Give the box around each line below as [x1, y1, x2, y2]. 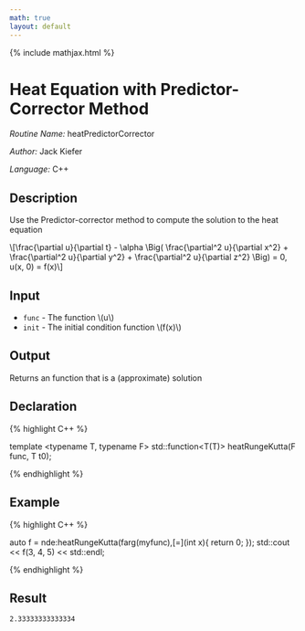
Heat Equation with [9, 79, 157, 100]
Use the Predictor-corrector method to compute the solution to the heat [9, 215, 279, 226]
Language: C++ [9, 163, 69, 174]
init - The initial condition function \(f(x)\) [22, 321, 183, 333]
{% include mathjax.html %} [9, 47, 115, 58]
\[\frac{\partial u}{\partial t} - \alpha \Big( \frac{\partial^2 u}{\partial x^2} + [9, 242, 289, 253]
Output [9, 348, 50, 363]
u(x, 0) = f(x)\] [9, 261, 64, 272]
